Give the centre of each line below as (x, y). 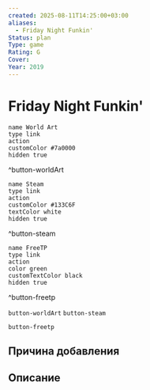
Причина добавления (64, 352)
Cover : (19, 60)
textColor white (35, 212)
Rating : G (24, 52)
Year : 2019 (26, 67)
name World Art (33, 127)
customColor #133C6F (42, 205)
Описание (34, 378)
